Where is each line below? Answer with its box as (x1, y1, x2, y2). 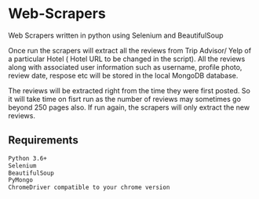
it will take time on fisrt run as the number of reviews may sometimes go (8, 94, 242, 103)
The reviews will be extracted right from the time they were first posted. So (8, 85, 251, 95)
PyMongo (8, 176, 34, 184)
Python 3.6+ (8, 154, 47, 162)
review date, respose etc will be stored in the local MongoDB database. (8, 71, 239, 80)
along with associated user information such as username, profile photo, (8, 62, 243, 71)
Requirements (8, 134, 78, 147)
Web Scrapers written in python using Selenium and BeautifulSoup (8, 31, 224, 40)
